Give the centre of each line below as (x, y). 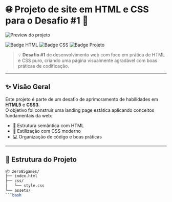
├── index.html (21, 176)
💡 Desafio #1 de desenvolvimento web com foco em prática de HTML (91, 54)
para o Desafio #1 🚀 (47, 21)
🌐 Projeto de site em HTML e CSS (77, 9)
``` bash (14, 195)
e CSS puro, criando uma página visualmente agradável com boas (88, 60)
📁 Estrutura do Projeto (41, 160)
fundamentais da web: (29, 115)
